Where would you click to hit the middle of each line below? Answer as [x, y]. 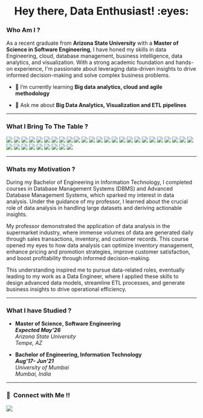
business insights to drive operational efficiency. [66, 289]
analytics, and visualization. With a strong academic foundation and [90, 62]
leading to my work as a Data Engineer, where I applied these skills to [92, 276]
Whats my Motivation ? [41, 169]
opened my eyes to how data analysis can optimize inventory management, [100, 246]
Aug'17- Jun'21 [34, 361]
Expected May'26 [38, 330]
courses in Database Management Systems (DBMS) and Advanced [90, 189]
